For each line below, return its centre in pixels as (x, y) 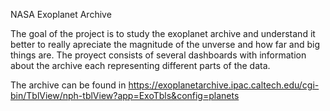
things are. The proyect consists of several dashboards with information (158, 55)
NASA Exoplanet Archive (61, 14)
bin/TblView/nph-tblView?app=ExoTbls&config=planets (125, 95)
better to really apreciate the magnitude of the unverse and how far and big (165, 44)
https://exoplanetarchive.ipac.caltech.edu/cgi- (224, 85)
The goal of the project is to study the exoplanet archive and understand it (163, 33)
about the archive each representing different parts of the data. (140, 65)
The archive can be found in (68, 85)
